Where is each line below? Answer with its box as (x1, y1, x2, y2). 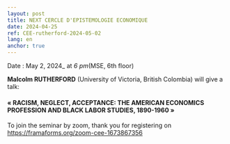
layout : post (7, 10, 45, 17)
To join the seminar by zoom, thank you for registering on (7, 121, 172, 129)
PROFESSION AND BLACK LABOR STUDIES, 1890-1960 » (7, 106, 175, 114)
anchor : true (7, 42, 45, 49)
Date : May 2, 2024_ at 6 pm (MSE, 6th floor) (7, 62, 135, 70)
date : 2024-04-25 (7, 23, 58, 30)
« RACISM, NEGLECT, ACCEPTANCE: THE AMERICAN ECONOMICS (7, 98, 204, 106)
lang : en (7, 36, 33, 43)
